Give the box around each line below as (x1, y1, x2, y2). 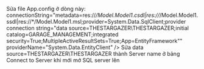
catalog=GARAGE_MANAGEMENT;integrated (6, 31, 119, 38)
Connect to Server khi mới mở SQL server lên (6, 57, 120, 64)
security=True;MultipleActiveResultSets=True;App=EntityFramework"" (6, 38, 183, 44)
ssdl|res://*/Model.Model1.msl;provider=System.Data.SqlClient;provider (6, 18, 186, 25)
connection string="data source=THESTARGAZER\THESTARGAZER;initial (6, 24, 189, 31)
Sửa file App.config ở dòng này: (6, 5, 86, 12)
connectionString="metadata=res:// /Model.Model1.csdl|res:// (6, 11, 160, 19)
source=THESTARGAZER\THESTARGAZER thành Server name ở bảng (6, 50, 180, 57)
